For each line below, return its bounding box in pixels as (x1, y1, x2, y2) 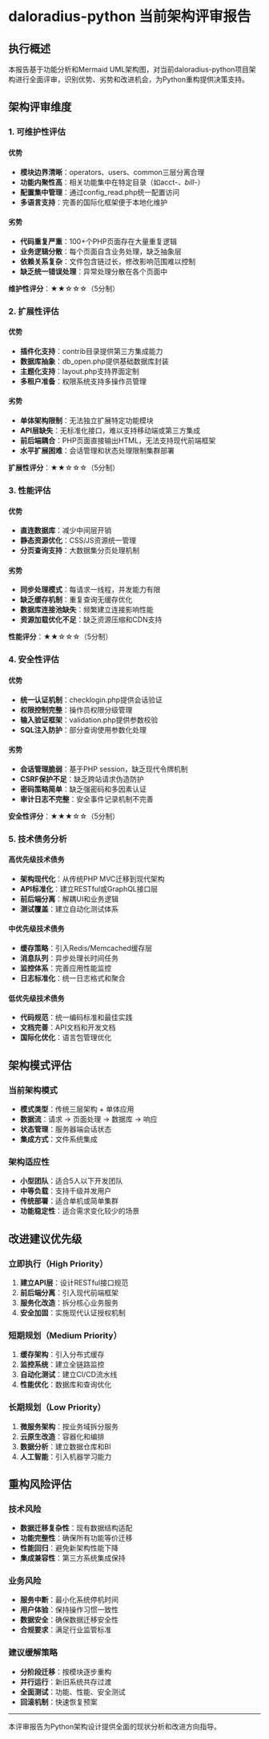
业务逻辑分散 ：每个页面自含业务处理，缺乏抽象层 (19, 246, 182, 256)
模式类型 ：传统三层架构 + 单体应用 (19, 1104, 134, 1114)
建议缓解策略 (8, 1647, 58, 1658)
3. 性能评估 (8, 485, 51, 496)
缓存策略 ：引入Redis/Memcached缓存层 (19, 944, 153, 953)
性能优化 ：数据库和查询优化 (19, 1379, 112, 1389)
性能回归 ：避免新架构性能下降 (19, 1543, 118, 1553)
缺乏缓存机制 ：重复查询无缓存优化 (19, 595, 133, 604)
